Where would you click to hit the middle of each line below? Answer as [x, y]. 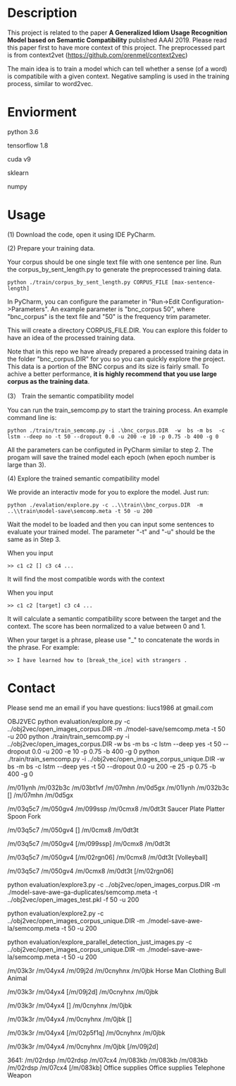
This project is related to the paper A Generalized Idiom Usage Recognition [117, 32]
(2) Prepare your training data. [51, 248]
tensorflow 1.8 [28, 145]
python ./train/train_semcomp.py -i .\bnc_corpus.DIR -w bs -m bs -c [116, 430]
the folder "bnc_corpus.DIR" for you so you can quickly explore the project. [116, 358]
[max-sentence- [194, 282]
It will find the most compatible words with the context [86, 579]
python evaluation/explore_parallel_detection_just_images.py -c [100, 942]
